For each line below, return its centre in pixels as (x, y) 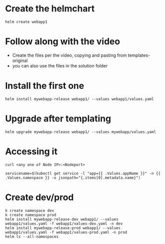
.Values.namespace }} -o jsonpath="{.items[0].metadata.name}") (73, 178)
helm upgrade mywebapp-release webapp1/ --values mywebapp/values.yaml (81, 132)
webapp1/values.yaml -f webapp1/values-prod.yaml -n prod (66, 232)
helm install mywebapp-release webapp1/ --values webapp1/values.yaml (80, 99)
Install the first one (45, 86)
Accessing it (31, 151)
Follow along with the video (63, 41)
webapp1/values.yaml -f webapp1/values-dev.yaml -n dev (64, 224)
